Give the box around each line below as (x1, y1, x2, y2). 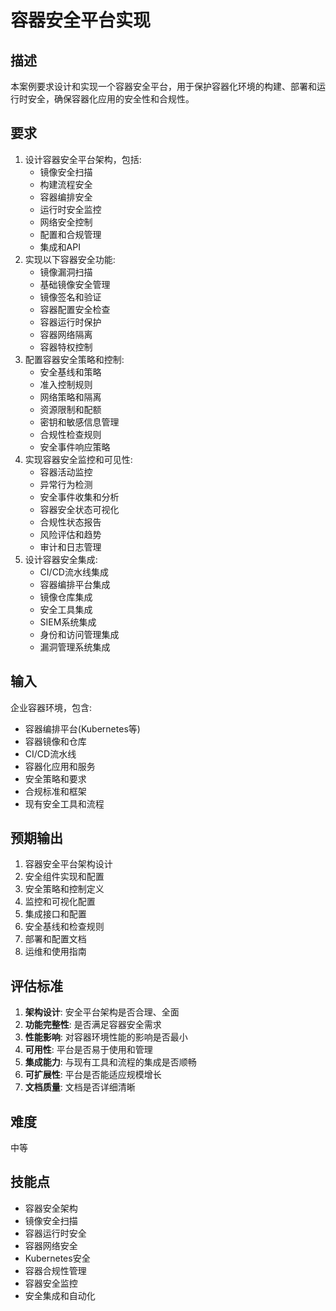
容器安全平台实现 (10, 9, 152, 32)
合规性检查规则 (39, 428, 102, 440)
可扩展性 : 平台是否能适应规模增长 (24, 1069, 162, 1081)
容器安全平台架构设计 (24, 858, 113, 870)
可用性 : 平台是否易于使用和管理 (24, 1044, 153, 1056)
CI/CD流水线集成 (39, 566, 109, 578)
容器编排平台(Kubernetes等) (24, 722, 141, 735)
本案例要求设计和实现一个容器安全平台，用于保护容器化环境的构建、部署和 (10, 81, 317, 92)
